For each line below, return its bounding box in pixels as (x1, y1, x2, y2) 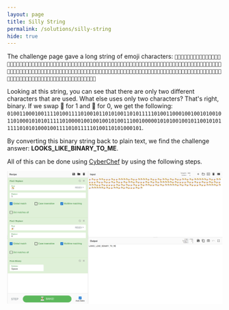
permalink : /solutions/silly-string (7, 25, 111, 32)
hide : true (7, 33, 38, 40)
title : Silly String (7, 18, 66, 25)
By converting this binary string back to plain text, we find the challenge (7, 137, 210, 145)
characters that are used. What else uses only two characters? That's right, (7, 94, 219, 103)
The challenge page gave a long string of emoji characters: (7, 52, 174, 61)
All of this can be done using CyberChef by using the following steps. (7, 157, 203, 166)
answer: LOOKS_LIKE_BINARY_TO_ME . (7, 144, 119, 153)
